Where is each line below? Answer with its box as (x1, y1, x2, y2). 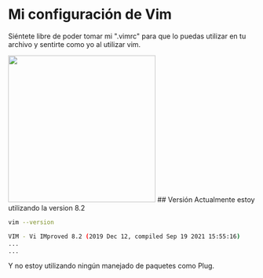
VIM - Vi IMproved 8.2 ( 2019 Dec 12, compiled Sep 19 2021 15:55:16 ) (8, 233, 241, 240)
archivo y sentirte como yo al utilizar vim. (8, 39, 141, 49)
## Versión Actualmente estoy (156, 194, 255, 204)
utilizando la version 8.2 (8, 203, 86, 212)
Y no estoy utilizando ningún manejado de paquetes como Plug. (8, 261, 214, 271)
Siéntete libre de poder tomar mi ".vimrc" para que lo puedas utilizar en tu (8, 31, 247, 41)
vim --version (8, 218, 55, 226)
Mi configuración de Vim (8, 5, 173, 23)
